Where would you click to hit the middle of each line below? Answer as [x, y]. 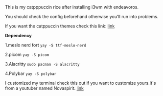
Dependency [18, 36]
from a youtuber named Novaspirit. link [45, 88]
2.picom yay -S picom [27, 54]
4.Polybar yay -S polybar [31, 73]
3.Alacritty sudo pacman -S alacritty [42, 64]
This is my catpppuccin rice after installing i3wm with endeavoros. [72, 7]
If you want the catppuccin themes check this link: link [60, 26]
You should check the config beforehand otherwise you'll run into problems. [82, 16]
